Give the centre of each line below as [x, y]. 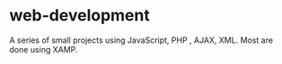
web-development [79, 16]
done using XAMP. [44, 49]
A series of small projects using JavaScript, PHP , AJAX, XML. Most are [141, 40]
